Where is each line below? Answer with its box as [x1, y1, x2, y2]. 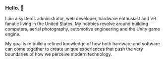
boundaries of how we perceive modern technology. [5, 51, 112, 57]
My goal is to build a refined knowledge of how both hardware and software [5, 41, 160, 47]
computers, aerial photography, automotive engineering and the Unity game [5, 26, 160, 32]
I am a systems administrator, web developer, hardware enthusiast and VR [5, 16, 157, 22]
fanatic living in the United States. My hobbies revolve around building [5, 21, 149, 27]
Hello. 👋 [5, 4, 24, 11]
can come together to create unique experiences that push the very [5, 46, 143, 52]
